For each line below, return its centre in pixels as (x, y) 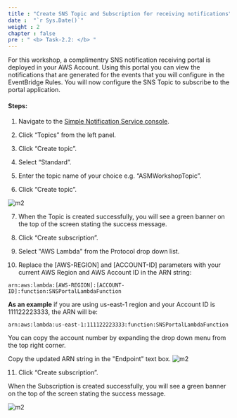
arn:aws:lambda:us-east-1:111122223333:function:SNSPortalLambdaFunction (118, 325)
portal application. (34, 90)
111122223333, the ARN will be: (53, 312)
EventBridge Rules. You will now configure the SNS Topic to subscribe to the (119, 82)
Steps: (18, 105)
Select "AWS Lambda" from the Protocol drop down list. (99, 252)
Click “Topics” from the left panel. (67, 135)
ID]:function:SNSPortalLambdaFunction (65, 292)
